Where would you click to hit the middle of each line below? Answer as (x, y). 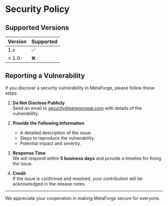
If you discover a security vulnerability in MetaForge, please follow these (80, 88)
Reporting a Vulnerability (45, 76)
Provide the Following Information (48, 123)
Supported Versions (37, 28)
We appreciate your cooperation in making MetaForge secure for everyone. (83, 198)
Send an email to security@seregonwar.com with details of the (77, 108)
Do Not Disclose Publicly (38, 103)
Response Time (29, 153)
